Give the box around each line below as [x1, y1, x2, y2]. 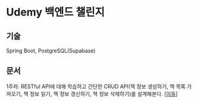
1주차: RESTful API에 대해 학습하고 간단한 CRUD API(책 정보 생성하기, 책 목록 [6, 83, 186, 90]
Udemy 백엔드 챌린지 [6, 5, 105, 19]
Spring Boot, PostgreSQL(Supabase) [6, 47, 96, 54]
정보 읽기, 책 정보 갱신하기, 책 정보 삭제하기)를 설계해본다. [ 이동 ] [29, 90, 178, 97]
